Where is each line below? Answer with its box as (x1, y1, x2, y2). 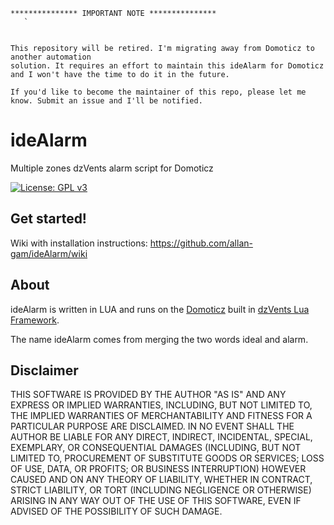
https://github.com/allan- (149, 237, 253, 249)
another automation (10, 52, 92, 62)
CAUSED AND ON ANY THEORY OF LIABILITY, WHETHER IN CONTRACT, (10, 474, 313, 486)
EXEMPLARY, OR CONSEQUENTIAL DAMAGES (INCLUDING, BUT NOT (10, 442, 302, 454)
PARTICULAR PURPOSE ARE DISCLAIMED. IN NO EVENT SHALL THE (10, 420, 295, 433)
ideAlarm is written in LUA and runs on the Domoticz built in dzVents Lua (10, 303, 310, 315)
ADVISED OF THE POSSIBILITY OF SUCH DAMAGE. (10, 505, 223, 518)
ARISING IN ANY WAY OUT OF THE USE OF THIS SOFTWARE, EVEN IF (10, 495, 302, 507)
